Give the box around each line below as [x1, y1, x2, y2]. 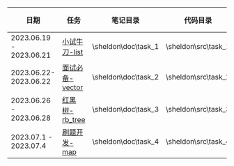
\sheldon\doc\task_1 [91, 42, 159, 51]
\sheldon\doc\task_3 [91, 105, 159, 114]
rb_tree [61, 115, 86, 124]
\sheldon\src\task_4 [166, 137, 231, 146]
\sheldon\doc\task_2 [91, 73, 159, 82]
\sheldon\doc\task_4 [91, 137, 159, 146]
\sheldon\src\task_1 [166, 42, 231, 51]
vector [61, 83, 84, 92]
